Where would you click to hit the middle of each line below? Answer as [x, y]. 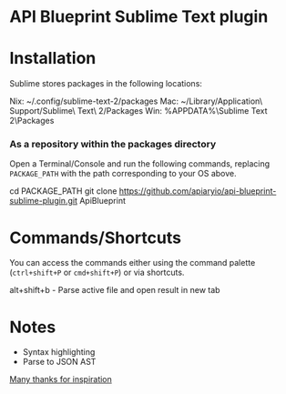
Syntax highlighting [59, 352]
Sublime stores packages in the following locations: [106, 84]
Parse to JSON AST [59, 362]
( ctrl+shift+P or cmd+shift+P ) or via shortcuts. [97, 273]
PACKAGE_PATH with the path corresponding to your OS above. [123, 174]
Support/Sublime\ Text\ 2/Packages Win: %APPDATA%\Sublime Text [138, 111]
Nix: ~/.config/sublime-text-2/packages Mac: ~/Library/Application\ [136, 101]
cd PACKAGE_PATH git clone [63, 191]
